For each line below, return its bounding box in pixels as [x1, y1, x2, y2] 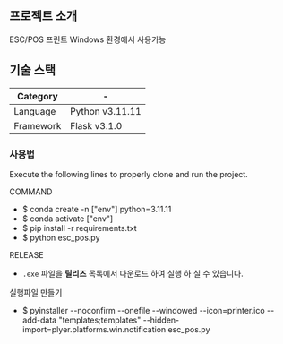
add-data [21, 314, 57, 325]
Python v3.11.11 [70, 105, 141, 117]
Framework [13, 119, 62, 132]
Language [13, 105, 56, 117]
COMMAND [9, 186, 53, 197]
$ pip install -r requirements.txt [21, 222, 137, 233]
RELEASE [9, 249, 44, 260]
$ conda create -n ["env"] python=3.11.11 [21, 203, 172, 214]
